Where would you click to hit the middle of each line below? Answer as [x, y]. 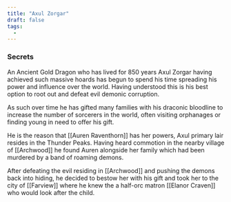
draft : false [26, 20]
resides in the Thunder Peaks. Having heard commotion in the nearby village [116, 143]
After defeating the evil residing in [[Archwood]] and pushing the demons [111, 170]
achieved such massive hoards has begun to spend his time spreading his [112, 79]
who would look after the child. [51, 192]
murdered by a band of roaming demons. [66, 157]
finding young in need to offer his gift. [61, 122]
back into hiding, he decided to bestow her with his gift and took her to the [113, 178]
